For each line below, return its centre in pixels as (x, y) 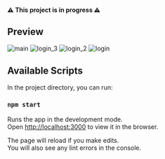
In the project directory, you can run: (60, 88)
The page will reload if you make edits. (63, 140)
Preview (26, 32)
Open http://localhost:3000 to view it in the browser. (83, 127)
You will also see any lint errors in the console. (74, 148)
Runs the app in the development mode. (65, 119)
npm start (24, 105)
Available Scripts (45, 70)
